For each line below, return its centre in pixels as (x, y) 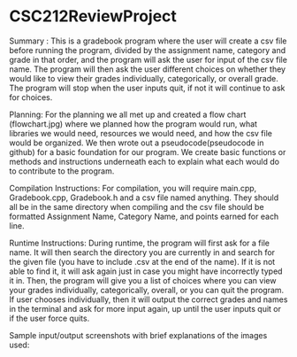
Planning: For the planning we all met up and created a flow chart (128, 114)
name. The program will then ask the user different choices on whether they (147, 69)
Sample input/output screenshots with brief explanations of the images (138, 335)
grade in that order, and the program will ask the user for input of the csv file (148, 59)
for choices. (31, 97)
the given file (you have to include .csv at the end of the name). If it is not (142, 261)
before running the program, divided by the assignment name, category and (147, 50)
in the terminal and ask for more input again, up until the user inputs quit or (145, 308)
